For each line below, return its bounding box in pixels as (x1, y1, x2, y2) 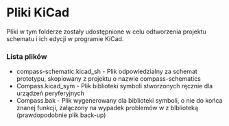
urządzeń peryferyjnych (16, 89, 85, 97)
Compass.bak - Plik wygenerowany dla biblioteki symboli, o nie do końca (16, 97, 223, 105)
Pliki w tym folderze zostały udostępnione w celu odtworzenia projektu (6, 27, 206, 36)
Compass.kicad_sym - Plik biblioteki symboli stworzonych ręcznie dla (16, 82, 213, 90)
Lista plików (6, 51, 47, 61)
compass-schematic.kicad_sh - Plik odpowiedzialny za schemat (16, 67, 198, 76)
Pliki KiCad (6, 5, 70, 21)
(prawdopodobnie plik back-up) (16, 111, 106, 119)
